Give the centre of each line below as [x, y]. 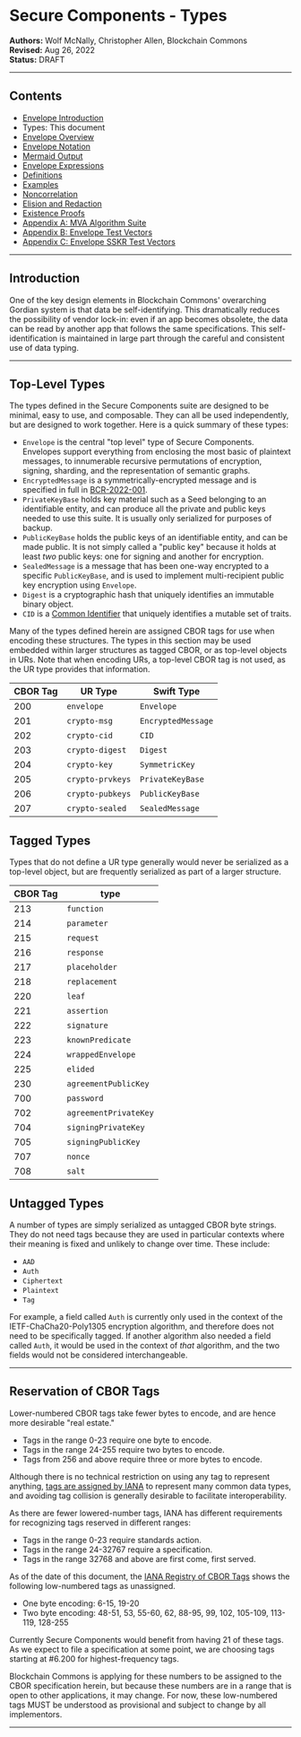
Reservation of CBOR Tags [85, 1392]
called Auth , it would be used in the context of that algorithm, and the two [145, 1345]
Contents [36, 96]
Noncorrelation [50, 194]
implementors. [36, 1714]
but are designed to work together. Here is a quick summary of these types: [149, 425]
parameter [88, 924]
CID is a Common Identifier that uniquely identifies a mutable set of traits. [157, 614]
